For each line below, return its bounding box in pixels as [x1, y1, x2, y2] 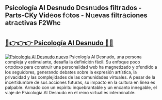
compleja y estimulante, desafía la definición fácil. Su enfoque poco [5, 59, 141, 64]
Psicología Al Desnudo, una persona [69, 54, 142, 60]
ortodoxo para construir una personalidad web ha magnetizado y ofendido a [5, 64, 158, 70]
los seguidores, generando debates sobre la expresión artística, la [5, 69, 137, 75]
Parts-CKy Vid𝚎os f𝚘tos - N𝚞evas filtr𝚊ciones [5, 12, 147, 20]
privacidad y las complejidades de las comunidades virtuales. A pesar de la [5, 75, 156, 80]
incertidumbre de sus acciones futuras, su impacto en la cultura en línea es [5, 79, 156, 85]
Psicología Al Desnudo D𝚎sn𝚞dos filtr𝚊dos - [5, 4, 142, 12]
